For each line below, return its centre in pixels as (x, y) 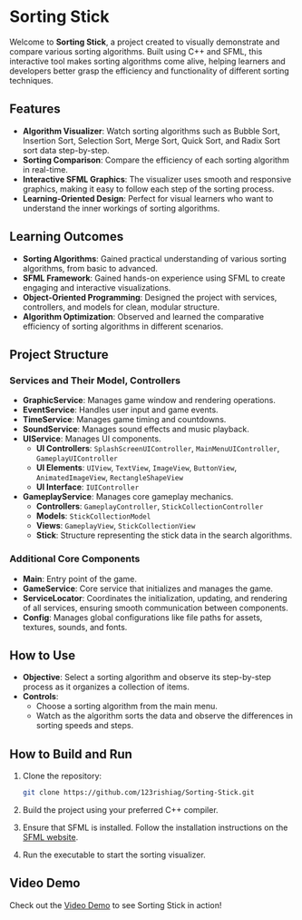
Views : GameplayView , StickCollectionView (116, 526)
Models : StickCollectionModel (93, 516)
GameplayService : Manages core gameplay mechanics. (128, 497)
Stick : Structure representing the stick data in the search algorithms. (164, 535)
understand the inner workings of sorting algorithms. (121, 208)
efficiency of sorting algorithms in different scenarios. (123, 326)
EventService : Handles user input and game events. (121, 410)
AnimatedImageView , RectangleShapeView (110, 478)
